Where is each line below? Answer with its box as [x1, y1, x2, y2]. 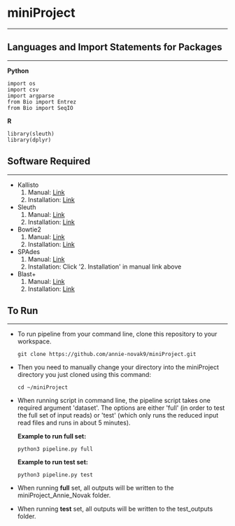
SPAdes [17, 247, 41, 256]
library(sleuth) [7, 130, 55, 137]
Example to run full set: [17, 432, 87, 441]
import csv [7, 86, 39, 93]
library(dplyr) [7, 136, 52, 143]
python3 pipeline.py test [17, 471, 93, 478]
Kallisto [17, 180, 39, 189]
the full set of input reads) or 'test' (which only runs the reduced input [17, 411, 219, 420]
